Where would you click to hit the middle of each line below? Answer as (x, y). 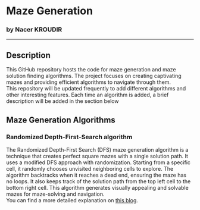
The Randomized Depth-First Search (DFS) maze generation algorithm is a (97, 149)
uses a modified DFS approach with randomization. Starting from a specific (99, 162)
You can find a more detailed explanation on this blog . (72, 200)
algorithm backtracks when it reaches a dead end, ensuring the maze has (96, 175)
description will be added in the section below (62, 101)
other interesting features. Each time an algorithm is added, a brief (87, 95)
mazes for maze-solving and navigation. (56, 194)
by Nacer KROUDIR (34, 30)
